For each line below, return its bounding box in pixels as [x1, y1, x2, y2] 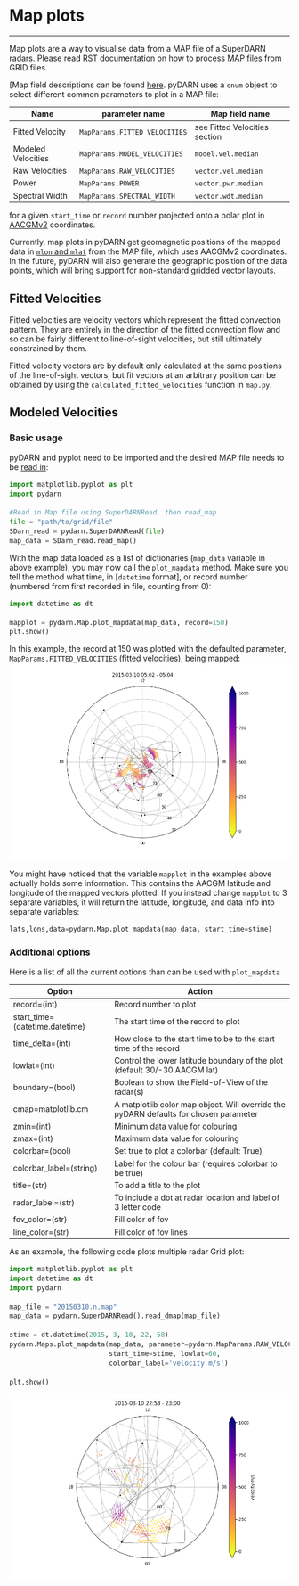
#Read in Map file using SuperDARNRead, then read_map [9, 508, 217, 517]
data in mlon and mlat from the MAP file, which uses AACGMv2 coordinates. [9, 246, 287, 257]
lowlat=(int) [12, 1060, 56, 1071]
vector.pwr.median [194, 179, 263, 188]
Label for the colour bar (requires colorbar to [114, 1158, 278, 1169]
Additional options [9, 946, 91, 958]
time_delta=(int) [12, 1038, 71, 1048]
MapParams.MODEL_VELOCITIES [79, 150, 184, 159]
